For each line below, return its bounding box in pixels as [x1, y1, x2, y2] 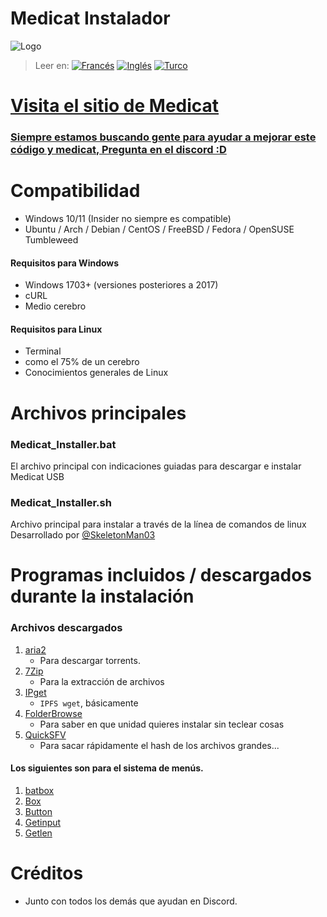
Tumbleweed [24, 233, 79, 246]
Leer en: [34, 59, 70, 71]
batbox [24, 784, 55, 796]
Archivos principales [10, 402, 187, 424]
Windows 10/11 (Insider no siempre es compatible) [24, 212, 232, 224]
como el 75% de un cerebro [24, 356, 140, 368]
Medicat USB [10, 470, 65, 482]
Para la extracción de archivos [39, 675, 165, 687]
